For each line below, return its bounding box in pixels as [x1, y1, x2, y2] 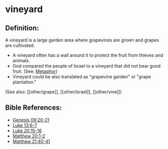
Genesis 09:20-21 [12, 117, 50, 123]
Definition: [5, 24, 39, 32]
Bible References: [5, 104, 62, 112]
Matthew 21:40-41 [12, 138, 50, 144]
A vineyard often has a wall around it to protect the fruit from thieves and [12, 52, 163, 58]
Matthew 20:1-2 [12, 133, 45, 139]
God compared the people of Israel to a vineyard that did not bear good [12, 63, 161, 69]
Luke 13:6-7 [12, 122, 37, 128]
